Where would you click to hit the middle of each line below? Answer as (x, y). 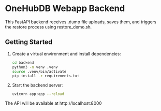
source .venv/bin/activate (39, 71)
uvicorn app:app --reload (38, 94)
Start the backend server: (37, 85)
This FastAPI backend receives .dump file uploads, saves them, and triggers (81, 22)
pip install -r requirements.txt (46, 76)
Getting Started (29, 42)
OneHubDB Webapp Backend (65, 8)
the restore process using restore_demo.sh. (48, 27)
